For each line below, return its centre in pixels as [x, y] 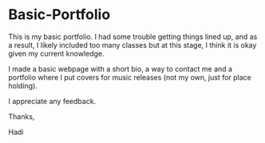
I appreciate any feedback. [52, 101]
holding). [23, 86]
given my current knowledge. [57, 53]
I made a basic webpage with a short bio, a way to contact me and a [121, 68]
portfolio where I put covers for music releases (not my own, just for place [130, 77]
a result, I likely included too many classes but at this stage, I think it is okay [132, 44]
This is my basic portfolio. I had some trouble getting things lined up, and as [133, 37]
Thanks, [22, 116]
